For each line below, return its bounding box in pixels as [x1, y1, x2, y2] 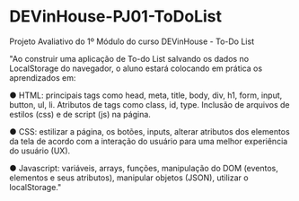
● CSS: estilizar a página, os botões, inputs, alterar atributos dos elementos [9, 126, 290, 136]
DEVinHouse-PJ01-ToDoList [9, 6, 223, 27]
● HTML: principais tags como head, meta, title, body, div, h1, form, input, [9, 90, 283, 100]
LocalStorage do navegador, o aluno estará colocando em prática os [9, 63, 263, 74]
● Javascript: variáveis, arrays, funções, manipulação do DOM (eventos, [9, 162, 278, 173]
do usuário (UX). [9, 145, 71, 156]
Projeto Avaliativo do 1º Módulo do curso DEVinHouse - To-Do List [9, 36, 254, 47]
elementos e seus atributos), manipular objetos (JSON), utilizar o [9, 172, 249, 183]
